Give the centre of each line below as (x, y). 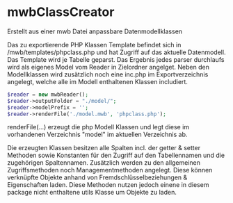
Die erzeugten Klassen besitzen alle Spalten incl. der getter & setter (104, 148)
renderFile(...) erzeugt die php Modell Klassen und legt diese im (98, 127)
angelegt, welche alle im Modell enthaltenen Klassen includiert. (97, 81)
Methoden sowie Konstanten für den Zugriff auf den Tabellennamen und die (116, 155)
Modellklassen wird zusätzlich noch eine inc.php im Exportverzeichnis (108, 74)
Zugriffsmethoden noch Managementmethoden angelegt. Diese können (110, 170)
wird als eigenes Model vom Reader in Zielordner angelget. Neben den (109, 67)
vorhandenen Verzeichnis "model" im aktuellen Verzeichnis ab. (97, 135)
